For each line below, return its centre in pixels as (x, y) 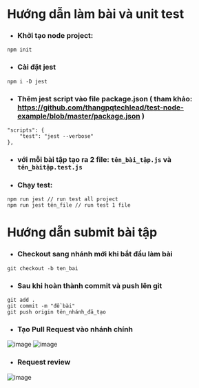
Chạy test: (35, 185)
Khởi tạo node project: (55, 36)
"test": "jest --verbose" (57, 136)
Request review (44, 363)
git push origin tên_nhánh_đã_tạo (57, 312)
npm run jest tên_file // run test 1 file (69, 205)
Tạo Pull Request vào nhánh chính (75, 329)
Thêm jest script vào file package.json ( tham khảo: (105, 99)
